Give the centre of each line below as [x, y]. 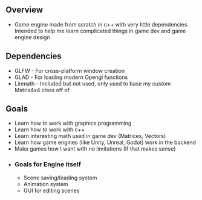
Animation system [46, 184]
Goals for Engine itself [47, 164]
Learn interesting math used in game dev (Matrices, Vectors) [90, 136]
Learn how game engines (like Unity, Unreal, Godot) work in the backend [105, 142]
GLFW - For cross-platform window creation [70, 70]
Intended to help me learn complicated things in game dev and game [100, 31]
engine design [32, 37]
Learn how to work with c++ [50, 130]
